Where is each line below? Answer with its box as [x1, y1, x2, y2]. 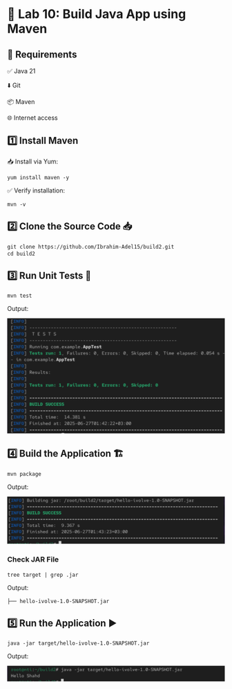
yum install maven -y [7, 174, 70, 181]
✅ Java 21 [7, 67, 36, 75]
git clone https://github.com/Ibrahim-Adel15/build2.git [7, 243, 175, 250]
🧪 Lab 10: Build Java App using [7, 6, 186, 22]
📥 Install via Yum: [7, 157, 59, 165]
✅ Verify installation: [7, 186, 66, 195]
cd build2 [7, 250, 36, 257]
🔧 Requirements [7, 48, 77, 60]
